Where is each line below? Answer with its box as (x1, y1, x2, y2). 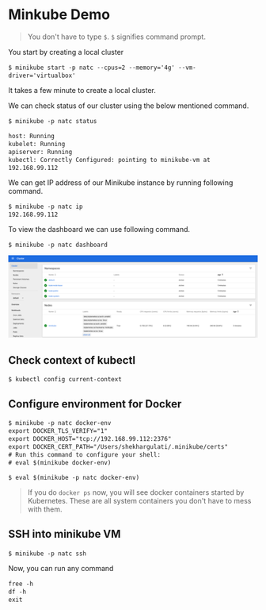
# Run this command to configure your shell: (8, 450, 161, 458)
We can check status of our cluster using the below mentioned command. (8, 101, 249, 110)
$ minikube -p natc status (8, 117, 97, 125)
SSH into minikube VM (8, 527, 121, 541)
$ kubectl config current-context (8, 376, 123, 384)
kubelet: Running (8, 140, 66, 148)
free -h (8, 580, 34, 588)
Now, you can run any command (8, 563, 114, 573)
